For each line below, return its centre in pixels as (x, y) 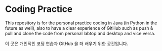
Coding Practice (39, 9)
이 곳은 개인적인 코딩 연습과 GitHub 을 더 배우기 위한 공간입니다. (67, 44)
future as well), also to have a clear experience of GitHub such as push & (79, 28)
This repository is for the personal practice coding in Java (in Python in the (81, 23)
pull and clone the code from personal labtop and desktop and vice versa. (80, 33)
